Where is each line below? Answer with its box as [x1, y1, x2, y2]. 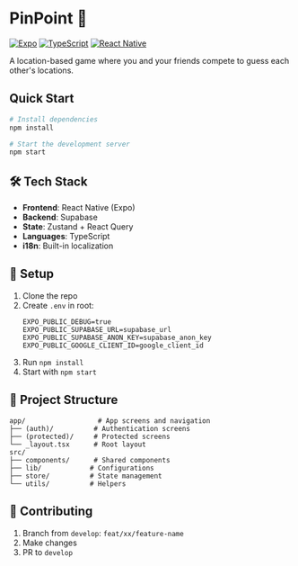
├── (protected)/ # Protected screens [9, 432, 171, 441]
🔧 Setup [9, 266, 55, 282]
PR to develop [22, 546, 74, 557]
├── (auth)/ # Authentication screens [9, 424, 191, 433]
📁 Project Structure [9, 392, 118, 408]
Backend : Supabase [22, 211, 99, 223]
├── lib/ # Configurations [9, 463, 154, 472]
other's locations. [9, 65, 74, 76]
